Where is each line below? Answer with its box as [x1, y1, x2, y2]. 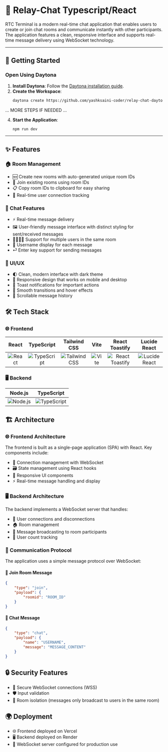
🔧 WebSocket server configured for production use [12, 741, 118, 747]
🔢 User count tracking [12, 534, 58, 540]
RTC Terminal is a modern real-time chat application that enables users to [5, 21, 157, 27]
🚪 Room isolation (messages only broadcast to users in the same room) [12, 697, 159, 703]
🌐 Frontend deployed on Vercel [12, 728, 77, 734]
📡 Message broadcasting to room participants [12, 529, 107, 535]
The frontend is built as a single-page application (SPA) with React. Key [5, 444, 152, 451]
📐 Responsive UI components [12, 472, 73, 478]
